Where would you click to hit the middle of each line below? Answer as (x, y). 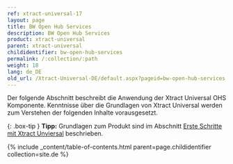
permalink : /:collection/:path (53, 59)
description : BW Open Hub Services (59, 33)
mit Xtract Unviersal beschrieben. (55, 133)
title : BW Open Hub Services (49, 26)
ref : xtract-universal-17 (45, 14)
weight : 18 (23, 65)
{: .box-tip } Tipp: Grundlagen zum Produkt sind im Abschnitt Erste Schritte (115, 126)
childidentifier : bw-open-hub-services (65, 53)
